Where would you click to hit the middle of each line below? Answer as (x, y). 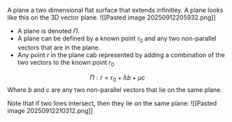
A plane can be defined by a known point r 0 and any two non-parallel (117, 39)
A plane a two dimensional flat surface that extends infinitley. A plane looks (115, 10)
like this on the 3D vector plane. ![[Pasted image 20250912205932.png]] (112, 17)
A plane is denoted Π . (49, 31)
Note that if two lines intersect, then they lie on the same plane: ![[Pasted (112, 103)
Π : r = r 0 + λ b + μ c (117, 78)
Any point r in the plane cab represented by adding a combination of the (121, 54)
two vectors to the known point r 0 (66, 63)
